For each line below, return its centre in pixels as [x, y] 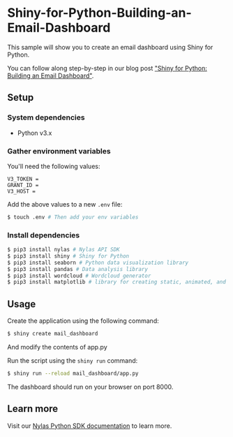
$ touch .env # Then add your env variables [73, 217]
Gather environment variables [59, 151]
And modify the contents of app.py [58, 347]
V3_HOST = [22, 191]
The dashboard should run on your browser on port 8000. [90, 387]
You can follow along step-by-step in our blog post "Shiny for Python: [107, 68]
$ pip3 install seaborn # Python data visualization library [98, 263]
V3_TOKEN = [23, 179]
